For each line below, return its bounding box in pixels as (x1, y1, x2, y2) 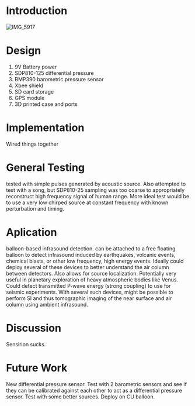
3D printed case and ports (14, 101, 78, 108)
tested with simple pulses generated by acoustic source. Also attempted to (6, 180, 186, 187)
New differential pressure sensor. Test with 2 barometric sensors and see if (6, 380, 187, 387)
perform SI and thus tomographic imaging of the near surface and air (6, 294, 172, 302)
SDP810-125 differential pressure (14, 69, 95, 77)
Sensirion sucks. (6, 340, 46, 347)
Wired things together (6, 140, 59, 147)
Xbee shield (14, 82, 44, 89)
